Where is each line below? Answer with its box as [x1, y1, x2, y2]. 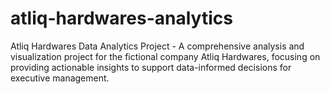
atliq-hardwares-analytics [10, 7, 233, 30]
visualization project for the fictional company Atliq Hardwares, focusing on [10, 50, 321, 62]
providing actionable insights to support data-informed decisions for [10, 61, 292, 73]
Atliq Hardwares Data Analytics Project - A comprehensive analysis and [10, 40, 305, 52]
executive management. [10, 72, 110, 84]
